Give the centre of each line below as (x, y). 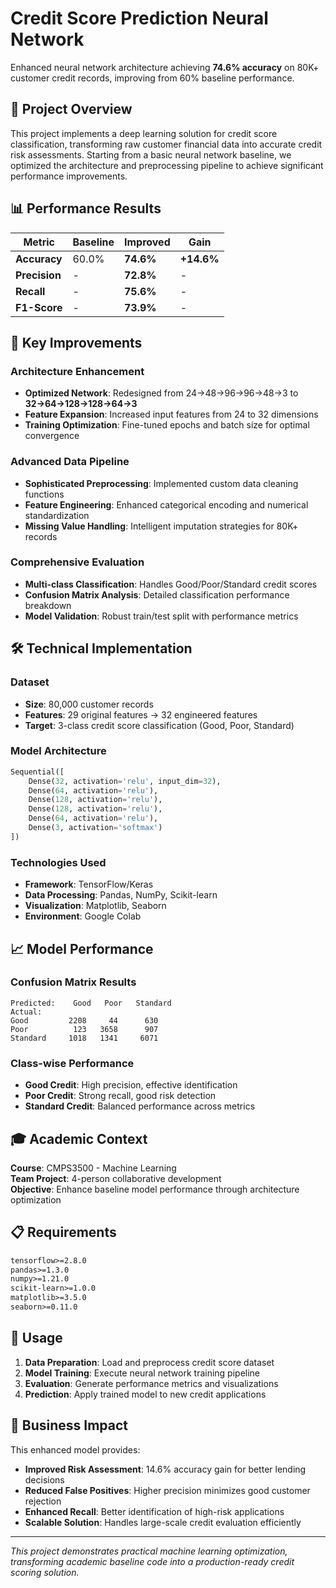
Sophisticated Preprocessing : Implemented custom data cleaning (161, 483)
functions (44, 494)
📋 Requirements (63, 1232)
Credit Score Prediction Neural (139, 18)
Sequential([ (37, 772)
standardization (57, 515)
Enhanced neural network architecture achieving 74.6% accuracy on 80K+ (165, 67)
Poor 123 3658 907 (84, 1029)
